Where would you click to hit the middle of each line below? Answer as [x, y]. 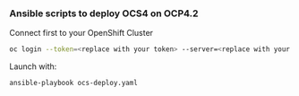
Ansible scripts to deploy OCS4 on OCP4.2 [104, 13]
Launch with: [33, 66]
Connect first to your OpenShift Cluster [81, 33]
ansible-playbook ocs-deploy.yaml [74, 83]
